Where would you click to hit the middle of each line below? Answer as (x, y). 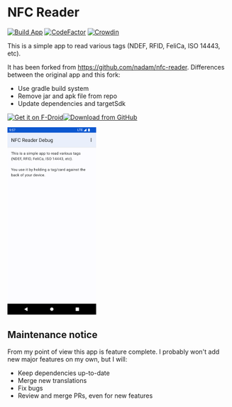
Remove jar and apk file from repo (67, 96)
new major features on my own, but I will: (67, 359)
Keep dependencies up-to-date (63, 373)
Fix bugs (30, 389)
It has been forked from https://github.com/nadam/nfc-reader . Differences (116, 67)
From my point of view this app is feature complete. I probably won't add (114, 352)
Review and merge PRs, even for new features (85, 396)
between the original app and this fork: (64, 75)
